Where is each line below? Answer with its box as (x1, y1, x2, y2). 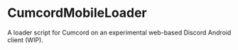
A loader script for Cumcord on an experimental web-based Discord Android (7, 28, 232, 37)
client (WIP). (7, 35, 44, 44)
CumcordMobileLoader (7, 5, 147, 21)
